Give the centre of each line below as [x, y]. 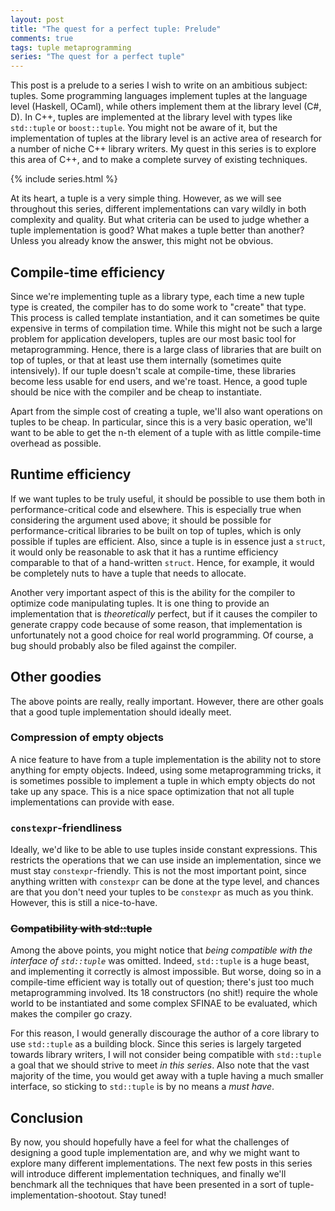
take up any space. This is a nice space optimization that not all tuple [152, 791]
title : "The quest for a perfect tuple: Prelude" [116, 29]
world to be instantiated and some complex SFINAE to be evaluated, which [164, 1003]
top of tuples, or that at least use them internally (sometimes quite [146, 360]
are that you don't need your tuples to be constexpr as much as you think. [162, 892]
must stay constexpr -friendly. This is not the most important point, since [158, 871]
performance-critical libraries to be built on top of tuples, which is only [156, 530]
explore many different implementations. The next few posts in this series [161, 1163]
